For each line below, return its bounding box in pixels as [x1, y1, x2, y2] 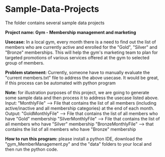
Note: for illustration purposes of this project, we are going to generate [5, 89, 150, 95]
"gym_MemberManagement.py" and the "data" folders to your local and [5, 141, 152, 147]
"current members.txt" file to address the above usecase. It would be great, [5, 75, 159, 80]
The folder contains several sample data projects [5, 20, 105, 26]
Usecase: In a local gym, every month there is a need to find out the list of [5, 39, 157, 45]
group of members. [5, 60, 44, 66]
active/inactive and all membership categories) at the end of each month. [5, 105, 155, 111]
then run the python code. [5, 146, 58, 152]
